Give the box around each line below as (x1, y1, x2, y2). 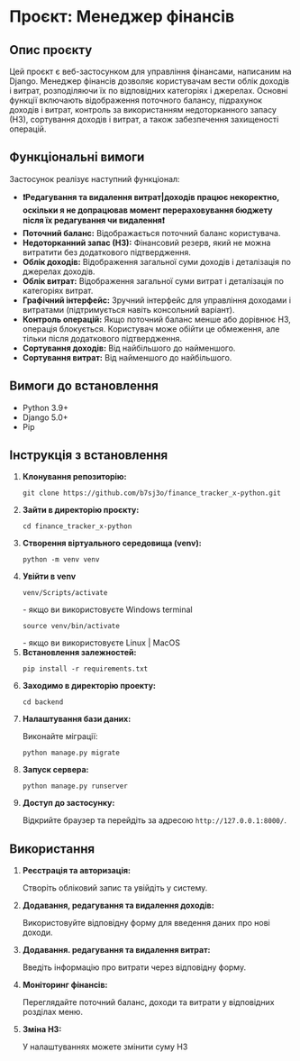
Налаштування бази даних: (22, 714, 132, 725)
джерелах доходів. (22, 266, 95, 277)
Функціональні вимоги (9, 150, 145, 165)
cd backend (22, 698, 64, 707)
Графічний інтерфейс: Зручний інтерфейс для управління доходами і (22, 295, 291, 306)
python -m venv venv (22, 555, 100, 564)
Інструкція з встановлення (9, 448, 168, 463)
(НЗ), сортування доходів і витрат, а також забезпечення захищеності (9, 114, 279, 124)
